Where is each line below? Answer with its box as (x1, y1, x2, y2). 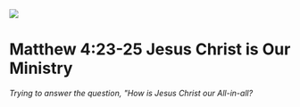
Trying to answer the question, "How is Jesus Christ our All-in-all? (9, 87, 254, 98)
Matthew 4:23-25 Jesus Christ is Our (9, 39, 291, 60)
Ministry (9, 58, 73, 78)
